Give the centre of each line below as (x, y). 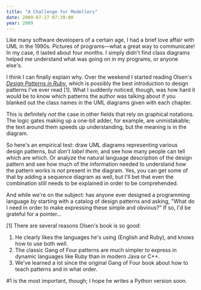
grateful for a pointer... (34, 214)
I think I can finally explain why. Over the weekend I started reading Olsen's (99, 77)
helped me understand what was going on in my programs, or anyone (92, 59)
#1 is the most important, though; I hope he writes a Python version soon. (97, 281)
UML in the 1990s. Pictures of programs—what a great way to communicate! (100, 46)
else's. (14, 65)
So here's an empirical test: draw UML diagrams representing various (92, 145)
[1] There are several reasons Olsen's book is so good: (73, 226)
